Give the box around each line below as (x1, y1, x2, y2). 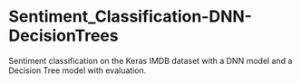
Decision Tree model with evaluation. (8, 65, 147, 76)
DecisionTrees (8, 25, 119, 46)
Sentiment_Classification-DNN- (8, 6, 253, 27)
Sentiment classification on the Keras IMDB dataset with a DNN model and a (8, 55, 293, 66)
